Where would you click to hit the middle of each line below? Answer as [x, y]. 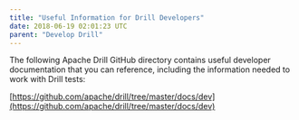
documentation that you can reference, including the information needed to [150, 69]
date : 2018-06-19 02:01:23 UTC [68, 26]
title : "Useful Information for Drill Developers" [107, 18]
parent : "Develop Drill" [56, 34]
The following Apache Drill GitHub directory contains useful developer [140, 60]
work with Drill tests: [48, 79]
